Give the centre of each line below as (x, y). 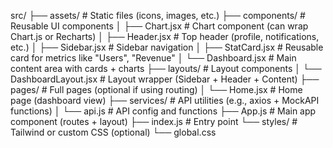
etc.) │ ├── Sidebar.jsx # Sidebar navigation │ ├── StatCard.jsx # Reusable (167, 47)
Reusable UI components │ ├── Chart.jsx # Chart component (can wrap (159, 26)
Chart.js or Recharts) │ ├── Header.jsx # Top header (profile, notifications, (165, 36)
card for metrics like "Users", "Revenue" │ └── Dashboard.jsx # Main (153, 58)
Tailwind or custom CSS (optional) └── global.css (113, 132)
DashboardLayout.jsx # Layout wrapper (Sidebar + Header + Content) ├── (165, 79)
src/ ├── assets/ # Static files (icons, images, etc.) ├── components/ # (158, 15)
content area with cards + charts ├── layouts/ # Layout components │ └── (166, 68)
